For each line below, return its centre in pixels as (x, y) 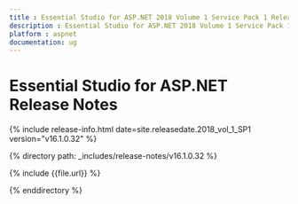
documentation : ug (43, 42)
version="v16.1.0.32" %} (53, 139)
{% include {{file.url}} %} (55, 173)
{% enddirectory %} (46, 191)
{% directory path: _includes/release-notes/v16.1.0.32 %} (114, 156)
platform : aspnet (43, 34)
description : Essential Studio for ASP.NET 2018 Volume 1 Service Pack (146, 26)
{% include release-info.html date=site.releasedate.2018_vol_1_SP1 (130, 129)
